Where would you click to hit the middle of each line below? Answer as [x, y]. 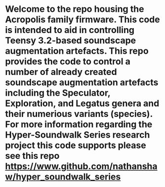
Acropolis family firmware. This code [82, 19]
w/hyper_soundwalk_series [63, 177]
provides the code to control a [68, 61]
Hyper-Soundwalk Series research [78, 135]
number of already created [61, 72]
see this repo [32, 156]
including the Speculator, [58, 93]
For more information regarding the [79, 125]
